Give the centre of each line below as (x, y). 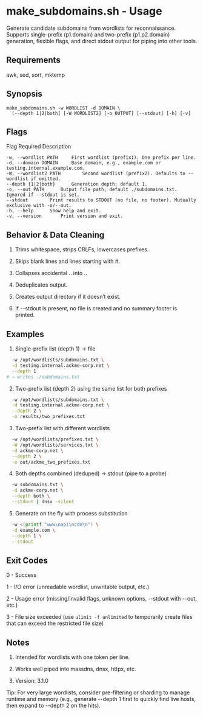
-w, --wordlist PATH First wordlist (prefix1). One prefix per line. (101, 158)
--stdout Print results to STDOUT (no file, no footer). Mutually (101, 200)
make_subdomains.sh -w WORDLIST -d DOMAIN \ (63, 108)
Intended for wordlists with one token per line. (72, 657)
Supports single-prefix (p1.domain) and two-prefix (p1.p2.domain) (88, 34)
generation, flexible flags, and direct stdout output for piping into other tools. (102, 41)
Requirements (33, 60)
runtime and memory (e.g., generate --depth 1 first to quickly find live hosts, (101, 699)
